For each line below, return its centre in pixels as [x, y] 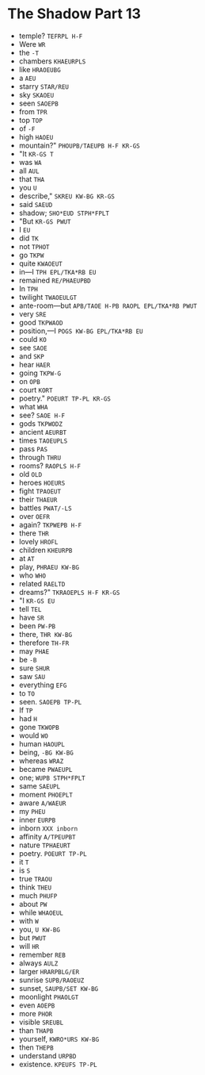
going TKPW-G [40, 373]
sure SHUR [34, 668]
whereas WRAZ [41, 760]
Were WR [32, 44]
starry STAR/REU [44, 86]
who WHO [32, 575]
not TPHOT [34, 246]
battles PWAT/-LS [45, 508]
